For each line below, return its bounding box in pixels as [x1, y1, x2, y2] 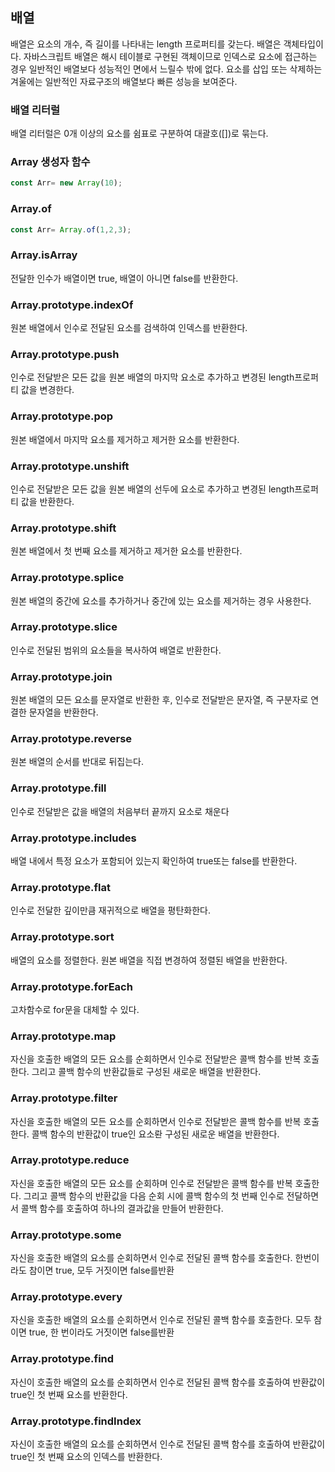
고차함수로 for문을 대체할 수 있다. [10, 1003, 140, 1015]
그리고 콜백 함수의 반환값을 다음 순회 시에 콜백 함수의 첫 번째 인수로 [23, 1189, 285, 1202]
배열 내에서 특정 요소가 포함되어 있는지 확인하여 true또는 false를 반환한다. [10, 855, 298, 867]
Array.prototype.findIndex [10, 1414, 142, 1428]
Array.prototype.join [10, 669, 113, 683]
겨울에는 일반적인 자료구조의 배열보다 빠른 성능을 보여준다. [10, 75, 238, 87]
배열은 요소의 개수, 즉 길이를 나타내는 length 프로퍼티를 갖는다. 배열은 [10, 38, 282, 50]
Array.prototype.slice [10, 620, 118, 634]
